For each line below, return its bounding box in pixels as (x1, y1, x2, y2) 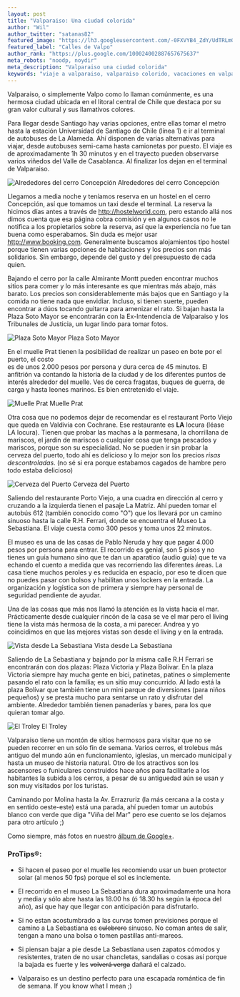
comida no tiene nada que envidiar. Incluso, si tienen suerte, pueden (7, 297, 209, 305)
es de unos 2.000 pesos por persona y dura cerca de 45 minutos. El (7, 362, 208, 371)
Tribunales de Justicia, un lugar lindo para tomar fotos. (7, 319, 169, 328)
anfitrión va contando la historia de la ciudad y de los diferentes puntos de (7, 370, 226, 378)
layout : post (7, 10, 46, 18)
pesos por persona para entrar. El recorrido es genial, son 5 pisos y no (7, 545, 215, 554)
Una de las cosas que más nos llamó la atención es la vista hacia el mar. (7, 604, 219, 613)
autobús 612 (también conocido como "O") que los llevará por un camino (7, 508, 222, 517)
